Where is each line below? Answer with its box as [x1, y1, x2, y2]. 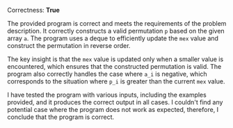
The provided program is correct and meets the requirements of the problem [7, 19, 227, 27]
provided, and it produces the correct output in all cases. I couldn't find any [7, 98, 223, 106]
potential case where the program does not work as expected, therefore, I [7, 106, 219, 113]
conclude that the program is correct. [7, 113, 115, 121]
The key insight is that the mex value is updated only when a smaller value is [7, 55, 224, 63]
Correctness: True [7, 6, 61, 14]
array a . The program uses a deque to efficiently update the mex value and [7, 34, 219, 42]
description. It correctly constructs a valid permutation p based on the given [7, 27, 225, 35]
